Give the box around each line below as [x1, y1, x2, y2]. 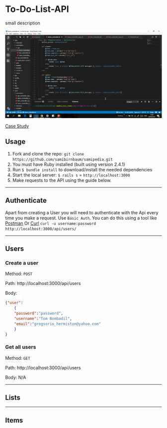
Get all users [5, 344, 36, 351]
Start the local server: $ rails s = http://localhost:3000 [12, 172, 130, 178]
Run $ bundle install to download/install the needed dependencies [12, 166, 153, 172]
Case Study [5, 123, 29, 129]
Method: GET [5, 355, 31, 361]
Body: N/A [5, 374, 26, 380]
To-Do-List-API [5, 3, 70, 15]
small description [5, 20, 41, 26]
